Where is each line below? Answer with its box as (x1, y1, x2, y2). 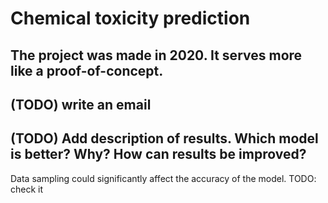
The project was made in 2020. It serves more (10, 47, 303, 64)
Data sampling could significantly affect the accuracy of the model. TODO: (10, 172, 317, 184)
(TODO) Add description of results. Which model (10, 130, 319, 147)
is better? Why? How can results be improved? (10, 146, 307, 163)
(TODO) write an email (10, 96, 152, 113)
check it (10, 183, 44, 195)
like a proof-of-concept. (10, 62, 164, 79)
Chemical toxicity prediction (10, 7, 251, 30)
